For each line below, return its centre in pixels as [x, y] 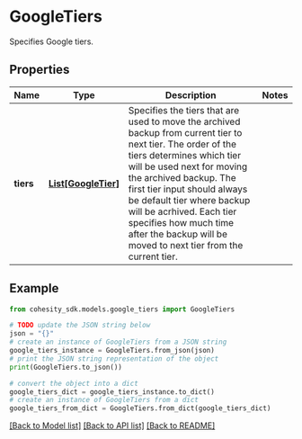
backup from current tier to [185, 132]
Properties [40, 70]
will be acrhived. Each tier [182, 211]
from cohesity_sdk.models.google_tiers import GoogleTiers [122, 309]
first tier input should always [188, 189]
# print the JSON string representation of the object [114, 358]
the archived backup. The [182, 177]
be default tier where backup [189, 200]
